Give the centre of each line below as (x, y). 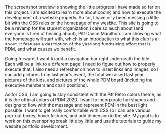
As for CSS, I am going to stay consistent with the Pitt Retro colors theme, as (83, 94)
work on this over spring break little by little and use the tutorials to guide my (83, 121)
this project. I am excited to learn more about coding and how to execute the (83, 12)
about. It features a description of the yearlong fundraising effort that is (78, 44)
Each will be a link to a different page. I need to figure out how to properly (80, 64)
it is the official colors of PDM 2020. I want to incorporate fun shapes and (80, 100)
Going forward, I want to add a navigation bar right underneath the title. (78, 59)
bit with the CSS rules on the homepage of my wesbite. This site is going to (82, 23)
